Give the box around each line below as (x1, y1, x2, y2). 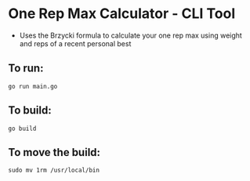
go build (8, 125, 37, 132)
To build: (8, 103, 53, 118)
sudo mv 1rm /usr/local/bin (8, 166, 100, 175)
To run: (8, 62, 44, 75)
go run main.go (8, 82, 58, 90)
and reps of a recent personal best (19, 38, 132, 48)
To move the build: (8, 146, 100, 159)
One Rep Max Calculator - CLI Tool (8, 5, 236, 23)
